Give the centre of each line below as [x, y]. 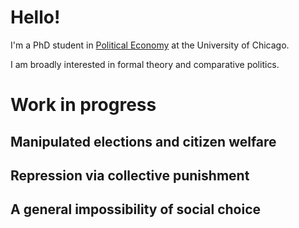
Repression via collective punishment [130, 175]
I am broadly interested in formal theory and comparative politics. [145, 64]
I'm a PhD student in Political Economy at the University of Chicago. [150, 45]
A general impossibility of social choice [136, 209]
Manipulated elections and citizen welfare [143, 141]
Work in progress [83, 105]
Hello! [35, 17]
